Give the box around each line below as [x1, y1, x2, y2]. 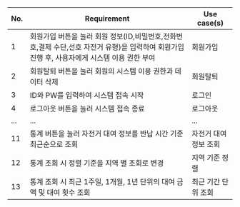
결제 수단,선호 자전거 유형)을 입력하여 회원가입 [38, 42, 184, 52]
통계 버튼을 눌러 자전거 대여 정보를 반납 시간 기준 [29, 128, 184, 138]
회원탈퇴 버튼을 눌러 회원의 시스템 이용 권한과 [29, 66, 174, 76]
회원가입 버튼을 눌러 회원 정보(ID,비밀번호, [29, 31, 164, 41]
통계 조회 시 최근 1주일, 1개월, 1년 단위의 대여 [29, 177, 175, 186]
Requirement [84, 14, 130, 24]
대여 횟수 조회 [46, 188, 91, 197]
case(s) [196, 18, 224, 28]
